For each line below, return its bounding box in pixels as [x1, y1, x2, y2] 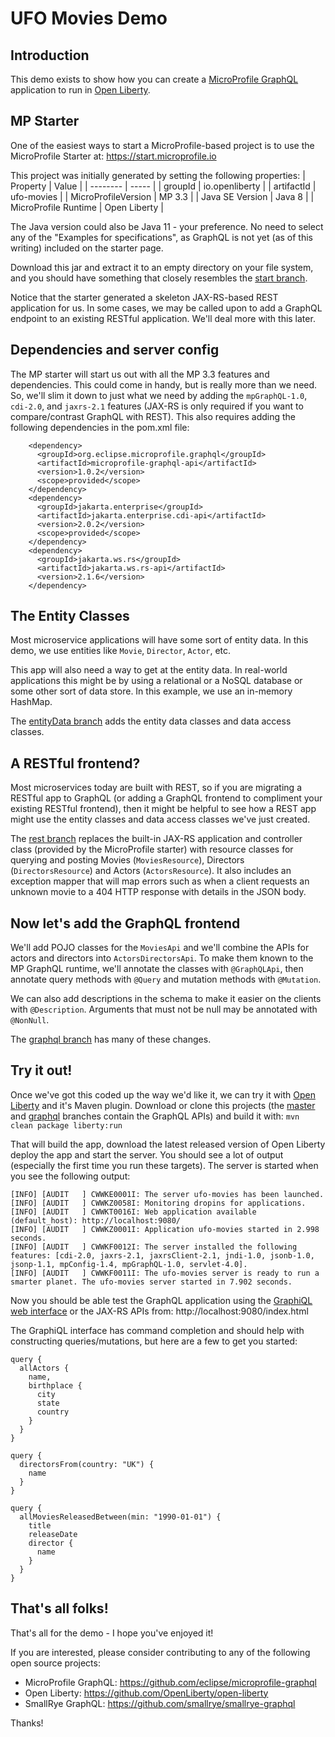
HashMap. [10, 696, 53, 708]
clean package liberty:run [10, 1120, 123, 1131]
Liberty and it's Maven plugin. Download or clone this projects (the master [10, 1099, 316, 1111]
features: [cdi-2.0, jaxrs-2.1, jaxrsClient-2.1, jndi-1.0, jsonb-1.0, [10, 1250, 315, 1261]
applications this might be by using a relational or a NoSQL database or [10, 675, 303, 687]
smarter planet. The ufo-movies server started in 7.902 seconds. [10, 1277, 293, 1287]
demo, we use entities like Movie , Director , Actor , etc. [10, 645, 232, 657]
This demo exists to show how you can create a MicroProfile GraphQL [10, 73, 299, 85]
